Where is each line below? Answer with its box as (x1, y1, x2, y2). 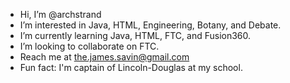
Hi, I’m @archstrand (19, 9, 102, 20)
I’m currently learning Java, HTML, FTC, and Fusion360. (19, 30, 252, 41)
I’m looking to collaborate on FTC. (19, 40, 160, 52)
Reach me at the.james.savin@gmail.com (19, 51, 190, 63)
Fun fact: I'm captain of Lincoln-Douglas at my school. (19, 62, 243, 73)
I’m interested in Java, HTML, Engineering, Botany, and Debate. (19, 19, 282, 31)
